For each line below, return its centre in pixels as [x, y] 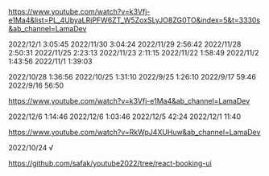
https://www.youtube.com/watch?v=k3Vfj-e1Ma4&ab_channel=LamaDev [129, 101]
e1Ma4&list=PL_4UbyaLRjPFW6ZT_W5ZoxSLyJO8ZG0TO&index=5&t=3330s [134, 20]
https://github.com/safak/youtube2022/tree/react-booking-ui [110, 163]
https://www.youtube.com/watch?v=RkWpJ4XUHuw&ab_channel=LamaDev [134, 132]
